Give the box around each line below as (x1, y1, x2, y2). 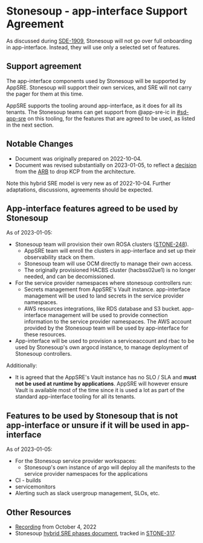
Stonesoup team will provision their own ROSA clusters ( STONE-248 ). (14, 241, 189, 248)
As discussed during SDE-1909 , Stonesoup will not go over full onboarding (6, 37, 192, 44)
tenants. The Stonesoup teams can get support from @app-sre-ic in (6, 108, 176, 116)
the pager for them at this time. (6, 90, 83, 98)
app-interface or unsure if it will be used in (6, 420, 170, 430)
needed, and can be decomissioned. (24, 273, 115, 280)
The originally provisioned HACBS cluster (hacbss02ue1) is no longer (24, 267, 196, 274)
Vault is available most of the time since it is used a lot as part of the (14, 387, 185, 394)
